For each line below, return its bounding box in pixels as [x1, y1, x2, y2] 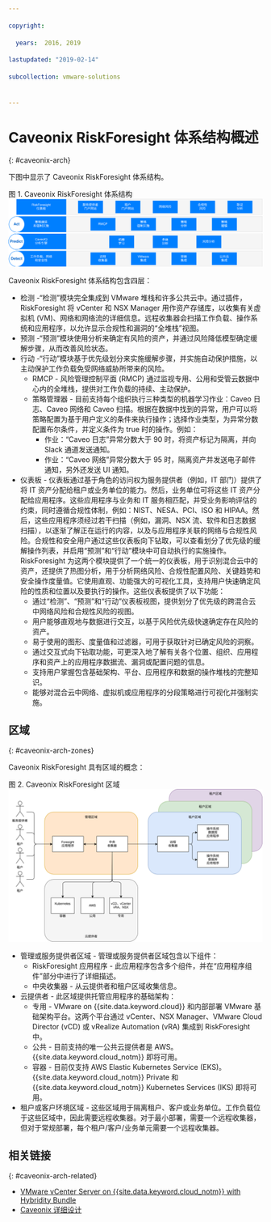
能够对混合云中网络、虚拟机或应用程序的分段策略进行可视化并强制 [31, 687, 252, 697]
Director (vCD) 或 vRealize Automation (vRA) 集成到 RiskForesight [31, 1021, 251, 1031]
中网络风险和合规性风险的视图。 [31, 606, 139, 616]
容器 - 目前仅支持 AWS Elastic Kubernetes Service [31, 1062, 199, 1071]
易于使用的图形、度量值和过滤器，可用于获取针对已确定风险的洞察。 [31, 636, 259, 647]
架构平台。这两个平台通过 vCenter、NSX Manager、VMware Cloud [39, 1012, 263, 1021]
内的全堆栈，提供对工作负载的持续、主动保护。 [39, 384, 195, 393]
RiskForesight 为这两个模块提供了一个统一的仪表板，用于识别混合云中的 [19, 555, 258, 566]
